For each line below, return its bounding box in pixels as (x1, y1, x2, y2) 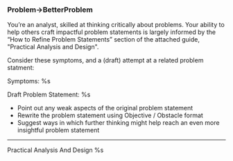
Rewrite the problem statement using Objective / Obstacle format (17, 111, 203, 119)
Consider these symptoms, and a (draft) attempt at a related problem (7, 56, 204, 65)
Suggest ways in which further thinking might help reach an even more (17, 119, 220, 127)
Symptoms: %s (7, 77, 51, 85)
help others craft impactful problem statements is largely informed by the (7, 28, 216, 36)
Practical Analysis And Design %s (7, 146, 104, 154)
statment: (7, 64, 35, 72)
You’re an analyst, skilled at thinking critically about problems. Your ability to (7, 21, 225, 29)
